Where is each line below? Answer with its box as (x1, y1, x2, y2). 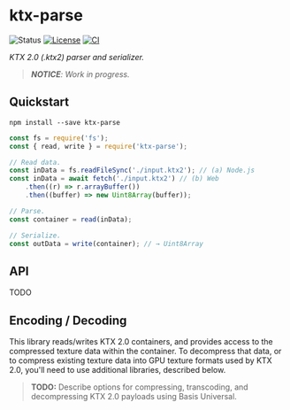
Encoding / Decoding (9, 313, 127, 328)
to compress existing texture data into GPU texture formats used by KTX (9, 355, 272, 366)
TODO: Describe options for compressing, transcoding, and (30, 382, 249, 392)
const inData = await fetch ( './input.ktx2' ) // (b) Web (9, 174, 219, 183)
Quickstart (9, 95, 70, 110)
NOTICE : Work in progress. (30, 68, 130, 80)
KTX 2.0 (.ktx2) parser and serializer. (9, 51, 144, 62)
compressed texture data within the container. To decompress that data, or (9, 346, 282, 356)
